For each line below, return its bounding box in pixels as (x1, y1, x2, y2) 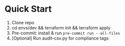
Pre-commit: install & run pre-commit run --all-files (11, 30, 121, 36)
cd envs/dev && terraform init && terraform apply (11, 24, 111, 30)
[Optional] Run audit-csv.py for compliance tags (11, 35, 109, 41)
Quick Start (4, 3, 52, 15)
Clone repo (11, 20, 35, 25)
